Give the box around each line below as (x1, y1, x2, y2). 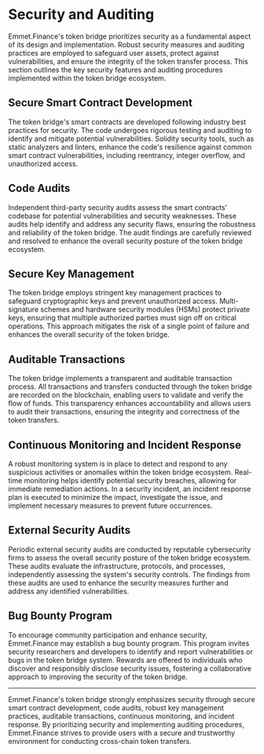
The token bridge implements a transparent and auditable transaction (8, 374, 233, 383)
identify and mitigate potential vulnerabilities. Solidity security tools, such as (8, 134, 255, 143)
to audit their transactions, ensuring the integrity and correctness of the (8, 407, 240, 416)
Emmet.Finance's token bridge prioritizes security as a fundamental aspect (8, 31, 251, 41)
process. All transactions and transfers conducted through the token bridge (8, 382, 253, 391)
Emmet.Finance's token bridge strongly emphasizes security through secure (8, 694, 255, 704)
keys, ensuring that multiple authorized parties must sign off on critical (8, 313, 237, 323)
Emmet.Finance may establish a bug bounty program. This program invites (8, 638, 250, 648)
